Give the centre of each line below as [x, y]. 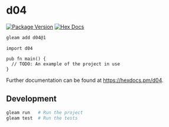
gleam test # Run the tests [42, 118]
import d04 [19, 48]
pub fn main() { [26, 59]
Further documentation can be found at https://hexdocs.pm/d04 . [85, 80]
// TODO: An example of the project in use [66, 64]
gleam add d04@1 [26, 37]
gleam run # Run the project [45, 112]
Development [32, 99]
